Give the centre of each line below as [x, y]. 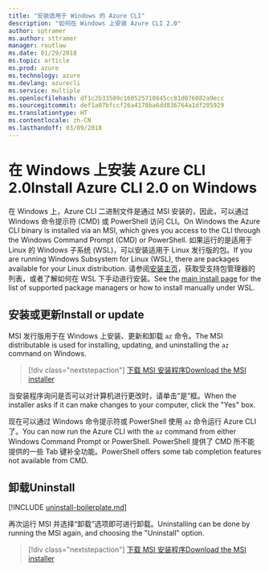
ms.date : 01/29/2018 [43, 53]
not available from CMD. [48, 460]
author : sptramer [37, 31]
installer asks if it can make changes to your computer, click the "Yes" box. [132, 405]
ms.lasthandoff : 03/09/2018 [55, 128]
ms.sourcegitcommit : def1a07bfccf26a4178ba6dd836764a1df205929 [116, 105]
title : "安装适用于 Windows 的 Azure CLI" [77, 16]
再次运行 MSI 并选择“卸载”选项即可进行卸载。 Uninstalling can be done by [129, 524]
